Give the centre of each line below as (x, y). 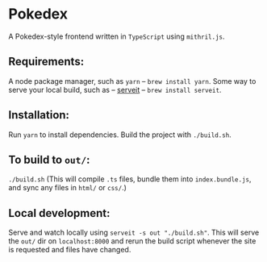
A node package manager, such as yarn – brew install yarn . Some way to (132, 81)
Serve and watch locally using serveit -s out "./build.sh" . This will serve (134, 233)
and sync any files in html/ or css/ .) (68, 188)
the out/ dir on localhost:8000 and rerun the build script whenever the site (132, 241)
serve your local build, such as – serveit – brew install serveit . (115, 89)
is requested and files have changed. (70, 250)
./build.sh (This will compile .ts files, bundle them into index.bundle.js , (130, 179)
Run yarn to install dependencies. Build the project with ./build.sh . (120, 135)
